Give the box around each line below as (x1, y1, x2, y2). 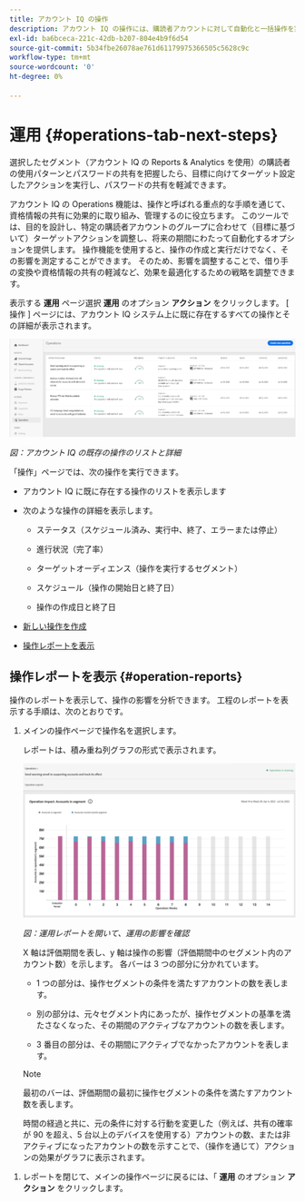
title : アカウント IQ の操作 (9, 15, 109, 24)
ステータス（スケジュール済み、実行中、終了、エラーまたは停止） (35, 524, 283, 535)
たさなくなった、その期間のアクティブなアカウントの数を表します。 (35, 1020, 290, 1030)
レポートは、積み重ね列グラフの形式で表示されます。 (22, 744, 221, 755)
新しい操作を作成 (22, 620, 87, 631)
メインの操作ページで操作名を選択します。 (22, 725, 182, 736)
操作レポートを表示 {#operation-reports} (9, 669, 243, 685)
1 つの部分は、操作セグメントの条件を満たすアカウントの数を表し (35, 978, 281, 989)
